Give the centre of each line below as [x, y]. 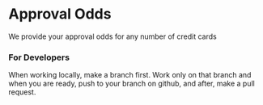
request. [22, 92]
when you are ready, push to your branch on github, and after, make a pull [131, 84]
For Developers [39, 57]
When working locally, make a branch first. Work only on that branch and [130, 75]
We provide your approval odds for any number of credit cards [112, 36]
